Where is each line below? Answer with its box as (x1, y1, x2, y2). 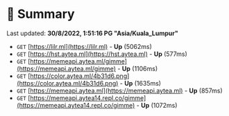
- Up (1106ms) (117, 64, 158, 72)
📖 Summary (6, 6, 75, 22)
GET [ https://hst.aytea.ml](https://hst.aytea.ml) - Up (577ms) (16, 50, 188, 58)
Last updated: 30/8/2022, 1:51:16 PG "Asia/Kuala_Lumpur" (6, 29, 178, 37)
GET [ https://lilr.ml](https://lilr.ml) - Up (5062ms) (16, 42, 152, 50)
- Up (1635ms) (119, 79, 161, 87)
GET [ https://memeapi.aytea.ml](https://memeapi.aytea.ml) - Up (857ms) (16, 86, 223, 95)
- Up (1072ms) (136, 101, 178, 109)
